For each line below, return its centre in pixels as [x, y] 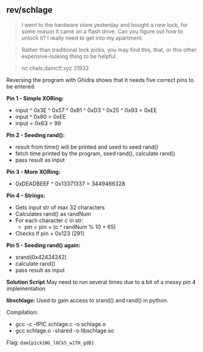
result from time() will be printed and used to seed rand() [87, 147]
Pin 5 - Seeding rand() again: [43, 245]
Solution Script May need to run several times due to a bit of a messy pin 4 [101, 282]
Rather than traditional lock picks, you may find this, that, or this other [109, 50]
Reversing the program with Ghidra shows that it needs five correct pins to [100, 80]
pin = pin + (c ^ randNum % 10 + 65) [70, 227]
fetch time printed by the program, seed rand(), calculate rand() [95, 153]
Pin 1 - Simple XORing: [35, 98]
